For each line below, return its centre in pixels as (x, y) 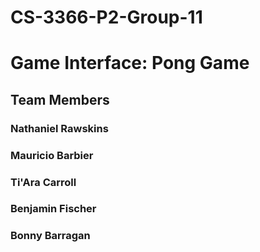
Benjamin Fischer (53, 209)
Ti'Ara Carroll (43, 182)
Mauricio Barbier (52, 155)
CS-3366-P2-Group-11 (106, 17)
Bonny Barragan (50, 236)
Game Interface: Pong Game (130, 63)
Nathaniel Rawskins (59, 128)
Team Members (60, 99)
